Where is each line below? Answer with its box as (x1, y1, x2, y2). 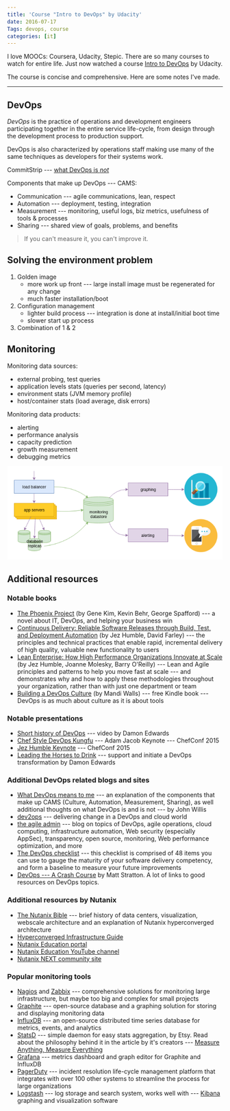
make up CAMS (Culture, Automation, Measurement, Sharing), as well (16, 798, 214, 806)
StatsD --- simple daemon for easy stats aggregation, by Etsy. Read (16, 1031, 208, 1039)
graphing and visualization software (16, 1096, 118, 1104)
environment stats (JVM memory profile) (16, 389, 132, 397)
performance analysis (16, 430, 79, 438)
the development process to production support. (7, 132, 144, 140)
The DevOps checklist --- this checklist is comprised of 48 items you (16, 849, 212, 858)
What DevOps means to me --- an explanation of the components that (16, 791, 216, 799)
